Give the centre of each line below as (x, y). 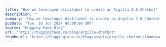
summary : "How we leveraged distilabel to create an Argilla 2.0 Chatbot (83, 19)
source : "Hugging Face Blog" (35, 28)
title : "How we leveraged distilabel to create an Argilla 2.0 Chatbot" (82, 10)
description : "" (22, 14)
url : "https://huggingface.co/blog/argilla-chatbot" (61, 32)
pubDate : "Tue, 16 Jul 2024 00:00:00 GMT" (49, 23)
